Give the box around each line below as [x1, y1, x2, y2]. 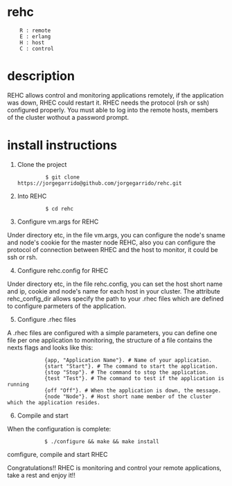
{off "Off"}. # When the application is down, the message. [44, 387, 222, 394]
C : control [19, 45, 54, 52]
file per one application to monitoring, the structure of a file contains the [7, 336, 213, 344]
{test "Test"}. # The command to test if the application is [44, 375, 225, 381]
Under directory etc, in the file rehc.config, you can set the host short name [7, 280, 223, 288]
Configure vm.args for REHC [17, 217, 99, 226]
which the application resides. [7, 399, 100, 406]
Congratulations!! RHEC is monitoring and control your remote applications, [7, 463, 222, 471]
